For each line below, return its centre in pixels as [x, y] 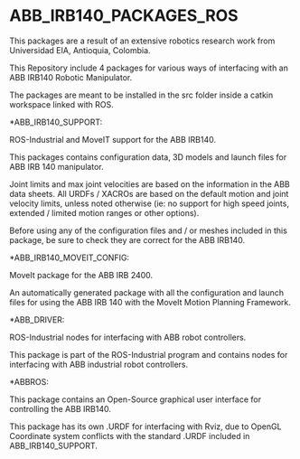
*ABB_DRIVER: [37, 319]
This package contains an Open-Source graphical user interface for [136, 399]
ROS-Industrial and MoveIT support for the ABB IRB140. [113, 139]
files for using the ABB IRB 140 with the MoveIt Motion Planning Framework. [150, 302]
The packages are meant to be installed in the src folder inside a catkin [141, 95]
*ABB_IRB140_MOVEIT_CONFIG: [69, 258]
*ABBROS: [29, 381]
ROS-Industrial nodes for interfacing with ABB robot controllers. [128, 337]
